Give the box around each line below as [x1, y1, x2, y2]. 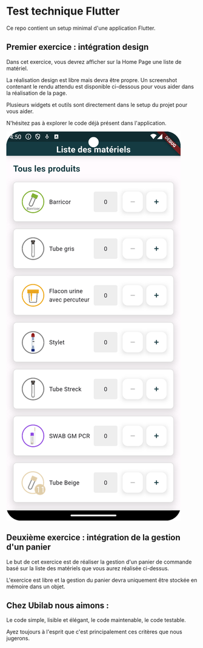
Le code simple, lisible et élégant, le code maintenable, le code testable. [6, 616, 186, 624]
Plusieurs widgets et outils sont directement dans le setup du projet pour [6, 101, 188, 108]
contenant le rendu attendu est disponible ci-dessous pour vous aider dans [6, 83, 194, 90]
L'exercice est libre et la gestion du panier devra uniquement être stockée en [6, 576, 198, 584]
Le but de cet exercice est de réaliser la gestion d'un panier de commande [6, 558, 192, 565]
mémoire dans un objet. [6, 582, 65, 590]
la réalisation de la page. [6, 89, 68, 97]
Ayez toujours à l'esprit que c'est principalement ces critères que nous [6, 628, 183, 636]
